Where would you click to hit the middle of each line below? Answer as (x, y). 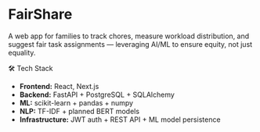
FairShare (40, 14)
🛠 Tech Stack (31, 68)
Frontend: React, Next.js (59, 86)
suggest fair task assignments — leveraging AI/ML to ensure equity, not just (130, 44)
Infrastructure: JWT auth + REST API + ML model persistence (120, 120)
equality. (22, 52)
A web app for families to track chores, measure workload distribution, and (129, 36)
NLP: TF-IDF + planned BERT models (79, 111)
